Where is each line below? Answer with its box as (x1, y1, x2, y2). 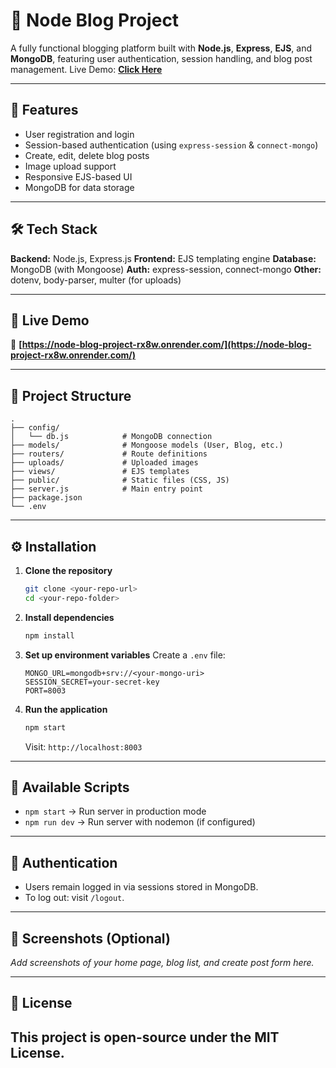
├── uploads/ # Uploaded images (10, 458, 199, 468)
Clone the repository (24, 565, 113, 576)
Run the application (24, 703, 108, 715)
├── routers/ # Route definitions (10, 449, 208, 459)
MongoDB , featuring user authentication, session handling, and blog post (10, 52, 313, 64)
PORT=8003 (24, 685, 67, 696)
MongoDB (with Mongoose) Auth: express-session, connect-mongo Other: (10, 263, 322, 275)
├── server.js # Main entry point (10, 484, 203, 494)
